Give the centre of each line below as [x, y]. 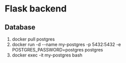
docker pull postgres [33, 39]
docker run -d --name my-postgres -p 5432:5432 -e [66, 44]
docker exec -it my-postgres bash [47, 55]
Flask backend [36, 9]
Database [20, 27]
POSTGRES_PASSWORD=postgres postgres [57, 50]
